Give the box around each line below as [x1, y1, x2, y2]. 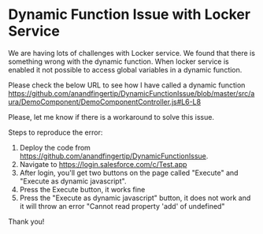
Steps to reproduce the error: [8, 128, 103, 137]
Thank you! [8, 217, 45, 226]
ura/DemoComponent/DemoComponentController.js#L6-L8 [8, 97, 202, 106]
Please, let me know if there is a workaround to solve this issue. [8, 112, 215, 121]
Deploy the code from [19, 143, 91, 152]
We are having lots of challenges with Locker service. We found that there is [8, 48, 256, 58]
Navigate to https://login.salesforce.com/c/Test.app [19, 159, 187, 169]
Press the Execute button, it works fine [19, 184, 146, 194]
